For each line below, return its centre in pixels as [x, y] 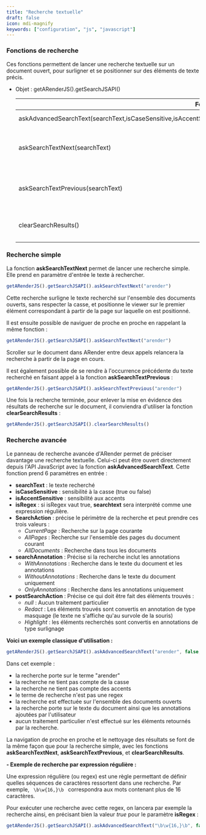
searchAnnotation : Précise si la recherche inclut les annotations [97, 557]
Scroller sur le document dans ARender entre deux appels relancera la [95, 352]
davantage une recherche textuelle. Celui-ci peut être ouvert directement [99, 460]
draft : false [23, 18]
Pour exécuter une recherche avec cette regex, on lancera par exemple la [99, 807]
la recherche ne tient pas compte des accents [73, 688]
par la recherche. [37, 728]
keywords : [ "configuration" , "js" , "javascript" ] [71, 29]
